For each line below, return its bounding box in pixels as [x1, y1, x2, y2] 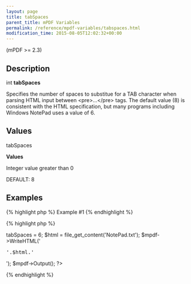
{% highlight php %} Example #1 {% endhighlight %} [6, 208, 133, 215]
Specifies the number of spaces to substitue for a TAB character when [6, 90, 177, 97]
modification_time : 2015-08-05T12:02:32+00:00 [6, 31, 122, 36]
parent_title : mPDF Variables [6, 19, 81, 25]
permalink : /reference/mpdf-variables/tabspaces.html [6, 25, 141, 31]
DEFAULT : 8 [6, 175, 35, 182]
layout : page [6, 8, 38, 15]
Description [6, 63, 50, 73]
